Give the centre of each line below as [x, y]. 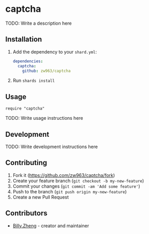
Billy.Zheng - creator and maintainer [51, 226]
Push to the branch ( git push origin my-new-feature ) [70, 191]
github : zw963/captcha [46, 71]
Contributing [26, 163]
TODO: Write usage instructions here [44, 118]
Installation [24, 39]
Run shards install [34, 81]
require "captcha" [25, 109]
